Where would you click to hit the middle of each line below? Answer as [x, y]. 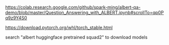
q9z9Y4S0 [16, 18]
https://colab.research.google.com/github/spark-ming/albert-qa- [73, 7]
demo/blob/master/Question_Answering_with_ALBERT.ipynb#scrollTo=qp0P [85, 12]
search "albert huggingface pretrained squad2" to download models [76, 37]
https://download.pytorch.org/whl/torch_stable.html [59, 27]
